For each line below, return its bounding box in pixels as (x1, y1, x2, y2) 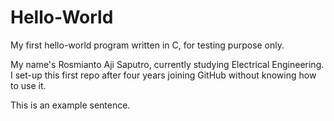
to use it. (10, 79, 47, 91)
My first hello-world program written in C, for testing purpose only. (10, 39, 285, 51)
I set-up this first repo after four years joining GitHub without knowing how (10, 69, 317, 81)
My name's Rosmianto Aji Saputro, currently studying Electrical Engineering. (10, 58, 325, 70)
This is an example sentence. (10, 99, 131, 111)
